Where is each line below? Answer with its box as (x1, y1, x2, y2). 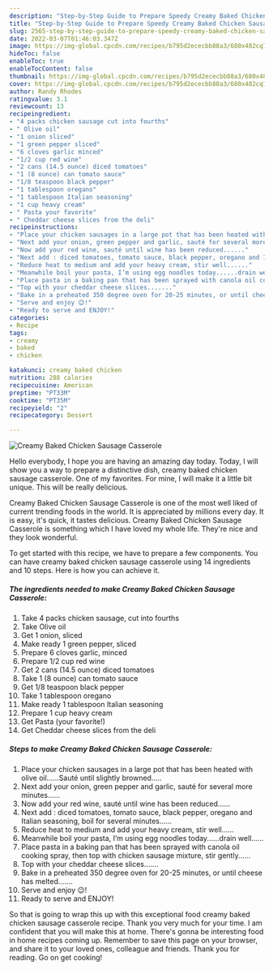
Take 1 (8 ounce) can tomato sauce (20, 674, 139, 683)
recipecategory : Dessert (9, 412, 93, 420)
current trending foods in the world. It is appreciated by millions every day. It (9, 507, 264, 516)
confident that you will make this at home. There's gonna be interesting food (9, 927, 264, 937)
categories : (9, 313, 49, 321)
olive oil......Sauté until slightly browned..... (20, 773, 162, 783)
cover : (9, 80, 32, 88)
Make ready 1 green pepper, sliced (20, 639, 137, 649)
